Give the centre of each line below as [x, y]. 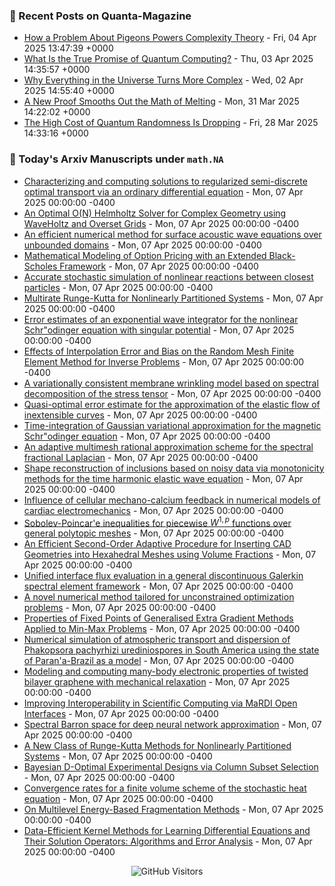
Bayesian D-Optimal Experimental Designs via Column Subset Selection [171, 767]
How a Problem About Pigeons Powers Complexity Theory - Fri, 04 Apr [170, 38]
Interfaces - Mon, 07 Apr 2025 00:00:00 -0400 [121, 714]
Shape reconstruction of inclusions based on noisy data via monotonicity [174, 468]
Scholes [40, 266]
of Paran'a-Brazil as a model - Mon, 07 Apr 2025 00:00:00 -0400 [159, 661]
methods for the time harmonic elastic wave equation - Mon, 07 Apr [163, 478]
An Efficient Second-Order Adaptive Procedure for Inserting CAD [157, 544]
